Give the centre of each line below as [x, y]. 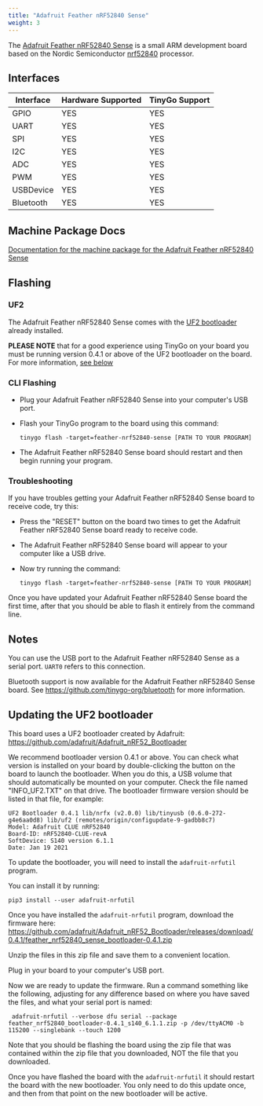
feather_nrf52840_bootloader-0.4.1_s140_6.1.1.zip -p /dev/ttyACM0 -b [126, 1024]
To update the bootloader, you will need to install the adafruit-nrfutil [122, 862]
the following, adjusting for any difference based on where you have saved [129, 994]
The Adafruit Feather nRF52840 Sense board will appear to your [123, 545]
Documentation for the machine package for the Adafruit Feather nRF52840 [131, 250]
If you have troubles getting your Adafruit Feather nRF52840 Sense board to [131, 498]
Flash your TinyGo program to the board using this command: [119, 423]
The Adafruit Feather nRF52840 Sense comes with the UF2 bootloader [122, 322]
